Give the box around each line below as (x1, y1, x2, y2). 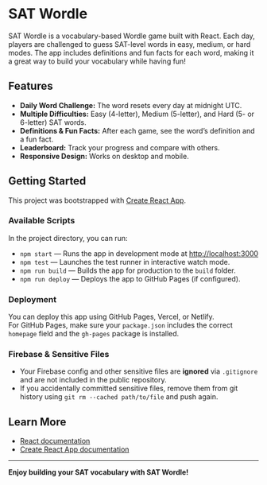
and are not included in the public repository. (19, 375, 167, 385)
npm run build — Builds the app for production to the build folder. (19, 266, 236, 275)
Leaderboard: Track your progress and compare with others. (19, 142, 220, 152)
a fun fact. (19, 134, 54, 144)
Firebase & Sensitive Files (8, 349, 110, 360)
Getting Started (8, 174, 87, 188)
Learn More (8, 415, 67, 429)
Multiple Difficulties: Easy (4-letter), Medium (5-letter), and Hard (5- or (19, 109, 255, 118)
